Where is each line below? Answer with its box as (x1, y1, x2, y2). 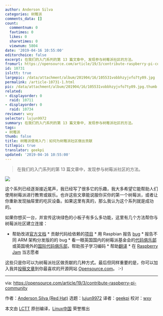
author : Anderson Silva (5, 7, 53, 12)
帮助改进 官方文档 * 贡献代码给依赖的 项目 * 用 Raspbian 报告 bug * (12, 231, 144, 237)
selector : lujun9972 (5, 116, 47, 121)
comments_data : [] (5, 16, 42, 21)
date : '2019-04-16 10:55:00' (5, 48, 64, 53)
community (5, 285, 28, 291)
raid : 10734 (9, 107, 34, 112)
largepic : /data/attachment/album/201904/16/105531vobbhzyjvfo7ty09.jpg (5, 75, 155, 80)
